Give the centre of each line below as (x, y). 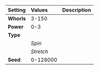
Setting (17, 10)
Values (39, 10)
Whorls (17, 19)
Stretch (39, 51)
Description (77, 10)
